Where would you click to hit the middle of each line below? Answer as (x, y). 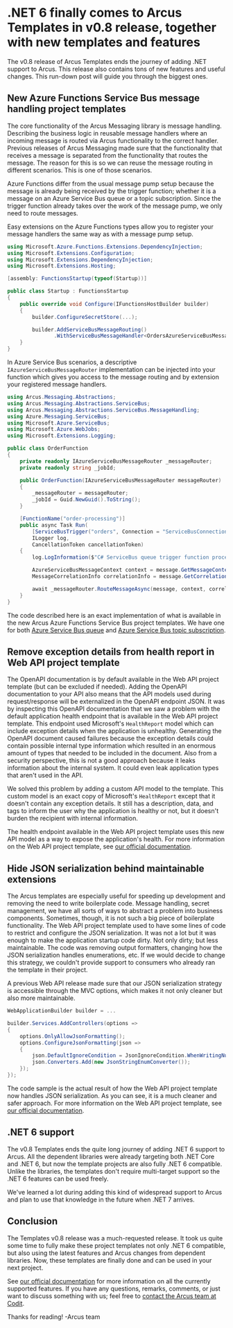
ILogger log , (51, 538)
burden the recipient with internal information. (73, 819)
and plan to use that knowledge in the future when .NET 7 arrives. (101, 1199)
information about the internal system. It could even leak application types (113, 768)
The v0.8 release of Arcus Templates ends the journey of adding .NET (107, 61)
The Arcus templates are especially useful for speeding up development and (116, 896)
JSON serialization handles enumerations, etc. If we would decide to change (116, 955)
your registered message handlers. (57, 384)
